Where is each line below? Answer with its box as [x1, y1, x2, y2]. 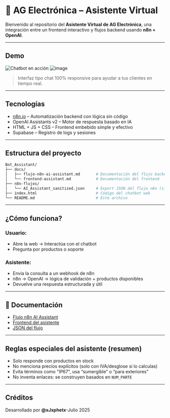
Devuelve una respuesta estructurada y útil [12, 281, 103, 287]
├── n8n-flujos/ [5, 181, 39, 186]
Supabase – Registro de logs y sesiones [12, 129, 96, 135]
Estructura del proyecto [5, 149, 82, 157]
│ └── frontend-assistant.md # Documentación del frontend [5, 177, 159, 182]
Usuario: [5, 229, 27, 236]
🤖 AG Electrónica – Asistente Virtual [5, 5, 158, 16]
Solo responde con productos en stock [12, 358, 94, 364]
